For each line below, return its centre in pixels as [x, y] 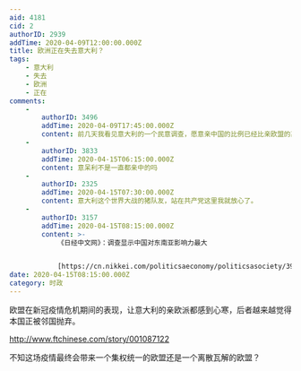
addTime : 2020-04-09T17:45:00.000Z [108, 126]
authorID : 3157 [70, 217]
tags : [19, 59]
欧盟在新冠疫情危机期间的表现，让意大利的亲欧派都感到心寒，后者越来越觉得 [150, 309]
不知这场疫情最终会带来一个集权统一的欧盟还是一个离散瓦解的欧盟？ [135, 357]
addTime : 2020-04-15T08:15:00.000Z [108, 226]
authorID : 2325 [70, 185]
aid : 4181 [28, 17]
